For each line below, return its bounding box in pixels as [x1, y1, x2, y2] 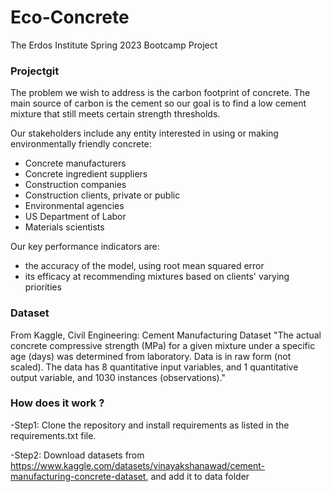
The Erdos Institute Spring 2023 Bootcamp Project [10, 39, 218, 51]
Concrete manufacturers [24, 157, 127, 170]
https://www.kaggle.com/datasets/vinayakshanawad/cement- [10, 459, 266, 471]
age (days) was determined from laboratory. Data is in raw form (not [10, 350, 292, 362]
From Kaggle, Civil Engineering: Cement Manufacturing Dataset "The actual [10, 329, 322, 341]
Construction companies [24, 179, 127, 191]
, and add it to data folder [145, 470, 250, 482]
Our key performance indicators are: [10, 241, 160, 253]
